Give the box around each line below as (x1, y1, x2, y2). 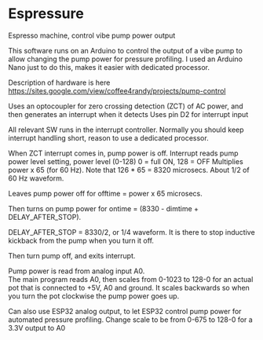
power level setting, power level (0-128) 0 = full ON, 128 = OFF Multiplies (8, 156, 243, 166)
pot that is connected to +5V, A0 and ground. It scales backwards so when (8, 283, 250, 292)
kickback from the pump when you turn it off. (8, 236, 155, 245)
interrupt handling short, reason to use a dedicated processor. (8, 133, 210, 142)
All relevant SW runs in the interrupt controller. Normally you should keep (8, 125, 245, 134)
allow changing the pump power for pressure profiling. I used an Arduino (8, 54, 243, 64)
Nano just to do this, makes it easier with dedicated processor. (8, 62, 210, 71)
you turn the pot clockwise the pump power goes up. (8, 291, 180, 301)
